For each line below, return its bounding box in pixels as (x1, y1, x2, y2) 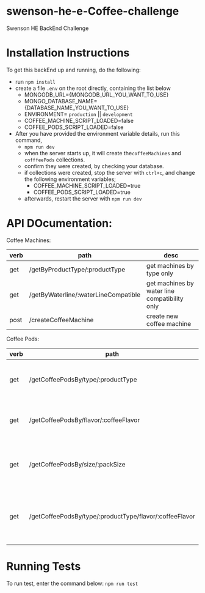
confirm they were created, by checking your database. (24, 162, 164, 169)
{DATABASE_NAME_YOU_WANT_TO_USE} (24, 104, 129, 111)
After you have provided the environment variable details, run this (15, 130, 180, 137)
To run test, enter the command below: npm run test (6, 580, 138, 587)
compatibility (146, 294, 184, 303)
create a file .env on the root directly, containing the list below (15, 84, 171, 92)
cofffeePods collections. (24, 156, 85, 163)
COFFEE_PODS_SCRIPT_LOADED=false (24, 123, 124, 131)
